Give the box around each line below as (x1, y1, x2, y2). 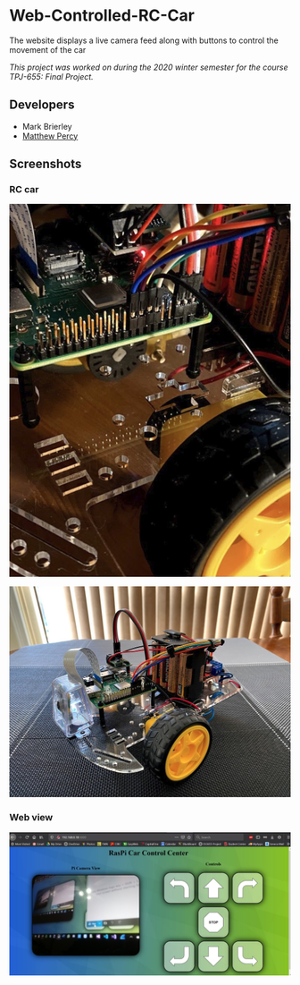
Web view (9, 811, 54, 824)
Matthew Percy (21, 131, 79, 141)
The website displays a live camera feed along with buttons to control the (9, 35, 279, 46)
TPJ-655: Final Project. (9, 71, 94, 81)
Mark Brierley (21, 121, 73, 132)
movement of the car (9, 44, 87, 55)
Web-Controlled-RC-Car (9, 5, 195, 26)
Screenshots (9, 157, 82, 172)
